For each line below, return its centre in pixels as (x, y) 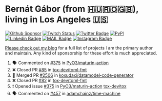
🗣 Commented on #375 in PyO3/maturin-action (60, 63)
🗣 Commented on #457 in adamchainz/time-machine (66, 93)
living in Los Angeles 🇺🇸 (57, 20)
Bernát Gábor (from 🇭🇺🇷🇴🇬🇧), (72, 9)
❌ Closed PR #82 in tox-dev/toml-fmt (49, 80)
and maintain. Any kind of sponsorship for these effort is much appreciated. (81, 53)
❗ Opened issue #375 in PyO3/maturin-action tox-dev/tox (69, 86)
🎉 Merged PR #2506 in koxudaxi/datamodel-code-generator (73, 75)
